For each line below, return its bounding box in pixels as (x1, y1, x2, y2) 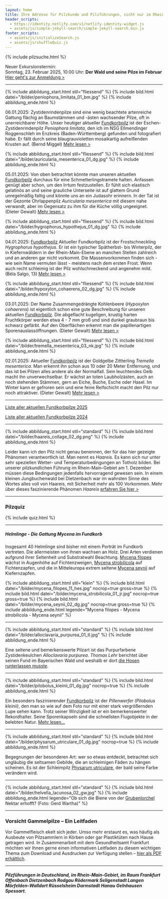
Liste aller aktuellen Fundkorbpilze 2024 (5, 414, 88, 420)
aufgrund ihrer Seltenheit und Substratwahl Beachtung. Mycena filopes (5, 554, 151, 560)
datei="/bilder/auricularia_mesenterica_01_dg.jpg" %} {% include (5, 156, 139, 162)
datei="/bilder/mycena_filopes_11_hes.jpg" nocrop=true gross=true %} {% (5, 586, 157, 592)
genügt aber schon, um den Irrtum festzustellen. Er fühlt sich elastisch (5, 182, 150, 188)
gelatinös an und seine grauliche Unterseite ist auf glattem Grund (5, 187, 139, 193)
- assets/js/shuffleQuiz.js (9, 40, 68, 45)
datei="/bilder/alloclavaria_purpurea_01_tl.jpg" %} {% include (5, 632, 131, 638)
